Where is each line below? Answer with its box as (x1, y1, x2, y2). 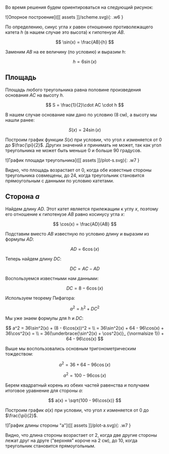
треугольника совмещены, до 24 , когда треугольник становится (5, 172, 145, 178)
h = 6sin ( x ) (73, 59, 97, 65)
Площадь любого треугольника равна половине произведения (5, 86, 141, 93)
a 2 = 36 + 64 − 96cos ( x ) (59, 361, 111, 368)
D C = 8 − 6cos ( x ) (66, 285, 103, 291)
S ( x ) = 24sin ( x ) (68, 126, 101, 133)
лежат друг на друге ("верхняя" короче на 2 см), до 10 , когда (5, 437, 138, 443)
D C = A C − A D (70, 265, 100, 271)
